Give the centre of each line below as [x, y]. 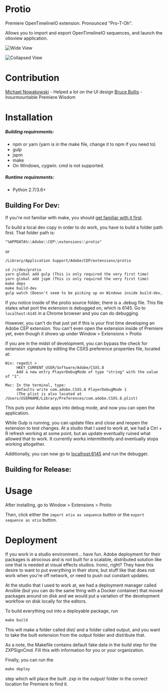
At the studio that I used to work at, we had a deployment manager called [81, 585]
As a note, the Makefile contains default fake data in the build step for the [81, 645]
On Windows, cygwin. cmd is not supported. [58, 166]
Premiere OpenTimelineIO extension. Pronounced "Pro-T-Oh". [69, 23]
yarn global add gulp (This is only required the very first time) [77, 274]
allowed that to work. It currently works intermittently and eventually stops [82, 439]
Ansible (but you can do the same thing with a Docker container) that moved [84, 591]
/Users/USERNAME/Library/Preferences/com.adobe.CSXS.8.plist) [71, 398]
